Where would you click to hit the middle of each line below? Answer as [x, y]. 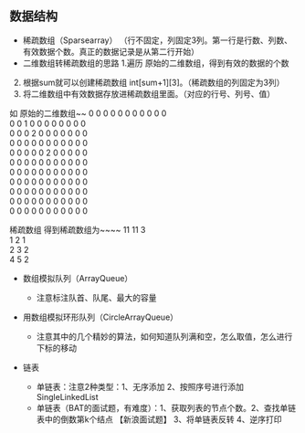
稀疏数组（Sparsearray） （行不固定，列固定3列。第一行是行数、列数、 [158, 40]
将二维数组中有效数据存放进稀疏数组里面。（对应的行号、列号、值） [149, 93]
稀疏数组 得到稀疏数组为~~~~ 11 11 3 [78, 229]
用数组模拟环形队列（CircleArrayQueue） [100, 317]
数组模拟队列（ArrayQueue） [78, 278]
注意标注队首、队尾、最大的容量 [96, 297]
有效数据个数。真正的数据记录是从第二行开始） [110, 51]
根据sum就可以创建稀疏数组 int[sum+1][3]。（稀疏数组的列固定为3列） [153, 82]
